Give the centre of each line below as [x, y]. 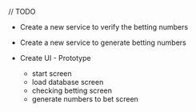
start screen [52, 74]
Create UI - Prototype [55, 58]
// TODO [22, 12]
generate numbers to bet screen [85, 99]
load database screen [68, 82]
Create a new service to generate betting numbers [103, 42]
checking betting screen [72, 90]
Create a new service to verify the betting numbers [104, 27]
